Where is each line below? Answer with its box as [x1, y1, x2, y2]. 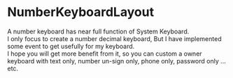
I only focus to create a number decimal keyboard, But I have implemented [7, 34, 222, 42]
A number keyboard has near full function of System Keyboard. [7, 27, 190, 36]
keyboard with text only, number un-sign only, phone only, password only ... [7, 56, 226, 65]
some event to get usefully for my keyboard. [7, 42, 135, 50]
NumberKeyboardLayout [7, 4, 155, 20]
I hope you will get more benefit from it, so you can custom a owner [7, 49, 202, 58]
